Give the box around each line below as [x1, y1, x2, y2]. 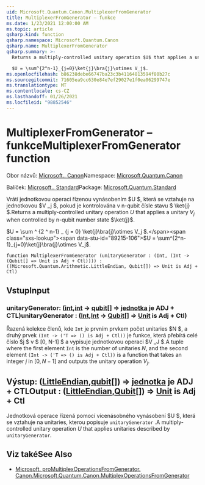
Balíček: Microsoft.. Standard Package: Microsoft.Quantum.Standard [6, 184, 177, 191]
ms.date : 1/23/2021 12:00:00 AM [6, 20, 88, 26]
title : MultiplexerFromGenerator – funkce [6, 15, 116, 21]
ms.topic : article [6, 26, 53, 32]
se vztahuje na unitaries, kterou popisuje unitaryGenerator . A [6, 419, 160, 426]
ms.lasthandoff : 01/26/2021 [6, 94, 78, 100]
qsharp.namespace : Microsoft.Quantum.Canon [6, 37, 119, 43]
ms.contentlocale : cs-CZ [6, 88, 70, 95]
